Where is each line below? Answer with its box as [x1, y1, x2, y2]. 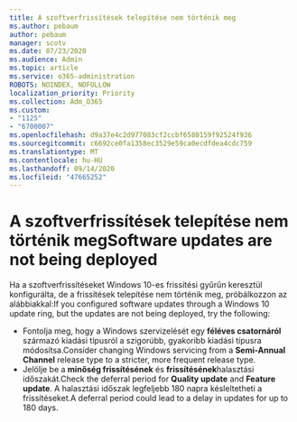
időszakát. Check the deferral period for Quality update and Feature [22, 373, 276, 384]
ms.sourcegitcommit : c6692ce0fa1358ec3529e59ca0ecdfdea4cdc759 [9, 139, 253, 148]
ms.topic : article [9, 64, 79, 73]
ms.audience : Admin [9, 55, 83, 64]
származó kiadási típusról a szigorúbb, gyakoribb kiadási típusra [22, 335, 262, 346]
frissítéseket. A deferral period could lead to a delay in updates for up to [22, 393, 289, 404]
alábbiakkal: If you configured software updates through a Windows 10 [9, 298, 270, 309]
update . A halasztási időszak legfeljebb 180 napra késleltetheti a [22, 383, 263, 394]
